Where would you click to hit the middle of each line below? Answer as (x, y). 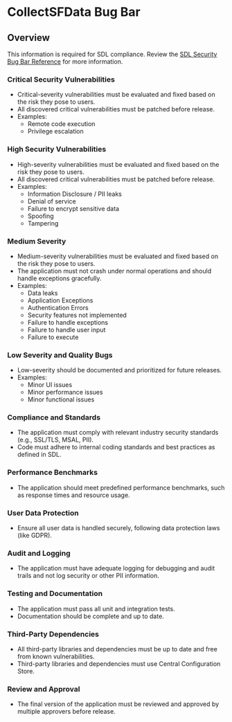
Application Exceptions (60, 300)
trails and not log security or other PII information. (88, 576)
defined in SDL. (39, 455)
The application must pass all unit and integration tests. (96, 608)
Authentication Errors (58, 307)
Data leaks (43, 293)
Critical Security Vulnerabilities (61, 79)
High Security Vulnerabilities (57, 150)
